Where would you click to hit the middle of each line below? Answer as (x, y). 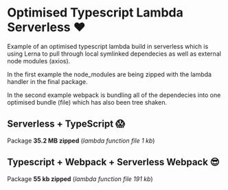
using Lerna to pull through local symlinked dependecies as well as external (114, 54)
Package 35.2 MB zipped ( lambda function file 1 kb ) (81, 140)
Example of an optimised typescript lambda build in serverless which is (108, 46)
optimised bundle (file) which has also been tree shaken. (87, 102)
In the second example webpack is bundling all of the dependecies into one (114, 95)
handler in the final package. (47, 81)
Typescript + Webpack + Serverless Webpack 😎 (113, 162)
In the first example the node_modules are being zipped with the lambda (109, 74)
